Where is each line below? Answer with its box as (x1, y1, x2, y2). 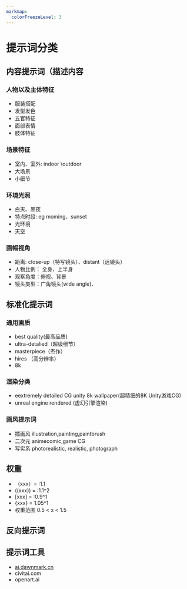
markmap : (6, 8, 28, 15)
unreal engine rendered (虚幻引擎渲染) (14, 399, 108, 406)
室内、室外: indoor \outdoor (14, 160, 82, 167)
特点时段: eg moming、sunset (14, 213, 87, 220)
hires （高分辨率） (14, 355, 59, 362)
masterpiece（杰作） (14, 348, 66, 355)
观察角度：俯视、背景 (14, 273, 66, 280)
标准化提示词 (6, 299, 53, 309)
